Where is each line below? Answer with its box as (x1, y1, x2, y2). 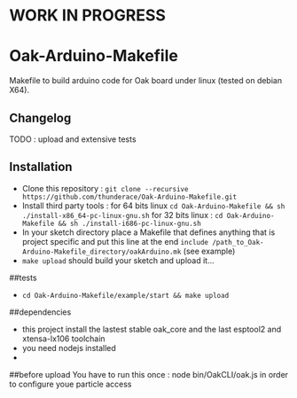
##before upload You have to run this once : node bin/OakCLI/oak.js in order (9, 369, 289, 379)
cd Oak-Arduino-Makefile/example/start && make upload (21, 291, 230, 300)
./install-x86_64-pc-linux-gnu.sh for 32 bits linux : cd (21, 209, 223, 220)
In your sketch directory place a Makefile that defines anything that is (21, 227, 276, 238)
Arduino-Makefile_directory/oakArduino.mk (21, 247, 182, 256)
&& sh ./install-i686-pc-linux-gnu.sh (58, 219, 201, 228)
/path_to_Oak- (212, 238, 264, 246)
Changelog (9, 110, 72, 125)
